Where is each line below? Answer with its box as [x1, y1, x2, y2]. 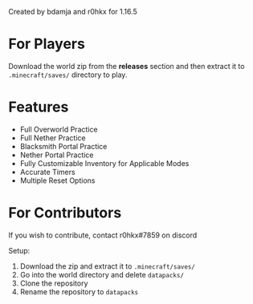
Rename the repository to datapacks [19, 286, 139, 296]
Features [8, 98, 69, 116]
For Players [8, 35, 86, 53]
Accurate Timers [19, 167, 75, 176]
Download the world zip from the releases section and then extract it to [8, 61, 245, 71]
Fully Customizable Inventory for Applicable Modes [19, 158, 190, 168]
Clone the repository [19, 278, 88, 288]
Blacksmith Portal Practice [19, 141, 108, 151]
